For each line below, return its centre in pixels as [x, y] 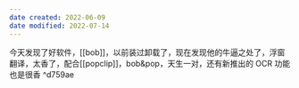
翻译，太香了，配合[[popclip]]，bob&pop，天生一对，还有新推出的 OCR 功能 [150, 63]
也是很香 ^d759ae [42, 74]
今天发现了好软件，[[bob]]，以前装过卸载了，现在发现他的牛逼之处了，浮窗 [147, 52]
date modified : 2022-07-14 [59, 26]
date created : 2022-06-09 [57, 17]
